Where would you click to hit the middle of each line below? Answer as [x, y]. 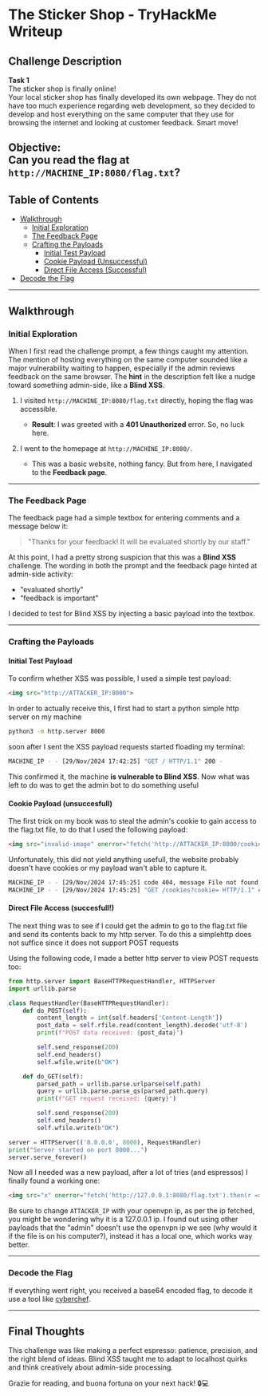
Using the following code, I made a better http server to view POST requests [134, 958]
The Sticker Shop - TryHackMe [112, 15]
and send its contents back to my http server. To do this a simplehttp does [130, 934]
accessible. [39, 409]
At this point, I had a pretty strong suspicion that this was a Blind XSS [122, 557]
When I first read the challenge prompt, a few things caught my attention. [128, 351]
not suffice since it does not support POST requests [94, 943]
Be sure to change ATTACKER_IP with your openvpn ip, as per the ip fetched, [132, 1211]
